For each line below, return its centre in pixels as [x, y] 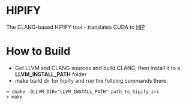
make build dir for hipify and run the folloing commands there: [91, 80]
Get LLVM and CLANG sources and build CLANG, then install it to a [97, 68]
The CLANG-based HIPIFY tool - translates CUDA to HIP [76, 27]
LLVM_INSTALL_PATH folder [51, 74]
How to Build [38, 51]
